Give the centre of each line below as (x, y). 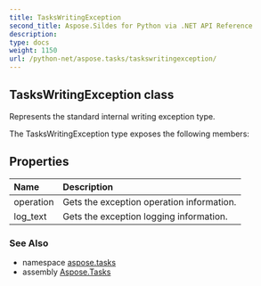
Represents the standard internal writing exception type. (112, 116)
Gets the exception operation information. (149, 201)
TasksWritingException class (92, 95)
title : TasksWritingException (65, 17)
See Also (29, 243)
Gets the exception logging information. (145, 217)
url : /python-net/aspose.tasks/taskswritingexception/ (113, 59)
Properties (39, 162)
